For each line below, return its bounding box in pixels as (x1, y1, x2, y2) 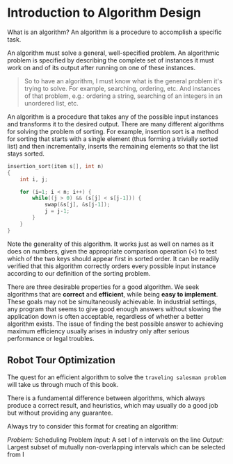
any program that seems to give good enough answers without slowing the (7, 304, 222, 313)
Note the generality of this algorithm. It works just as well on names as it (7, 240, 214, 248)
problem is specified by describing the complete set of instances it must (7, 56, 214, 64)
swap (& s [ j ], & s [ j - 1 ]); (44, 201, 111, 208)
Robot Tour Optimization (7, 354, 116, 366)
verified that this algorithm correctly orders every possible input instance (7, 262, 216, 270)
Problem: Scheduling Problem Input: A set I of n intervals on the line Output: (7, 436, 224, 444)
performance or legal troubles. (7, 334, 95, 342)
